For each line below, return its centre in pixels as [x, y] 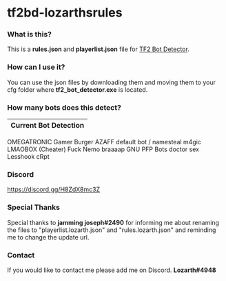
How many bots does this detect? [64, 107]
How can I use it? [36, 67]
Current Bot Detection [48, 126]
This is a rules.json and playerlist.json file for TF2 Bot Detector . [98, 49]
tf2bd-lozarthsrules [65, 13]
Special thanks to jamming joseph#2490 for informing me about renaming [113, 222]
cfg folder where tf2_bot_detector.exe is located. [78, 89]
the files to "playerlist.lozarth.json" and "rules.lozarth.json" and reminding [112, 230]
